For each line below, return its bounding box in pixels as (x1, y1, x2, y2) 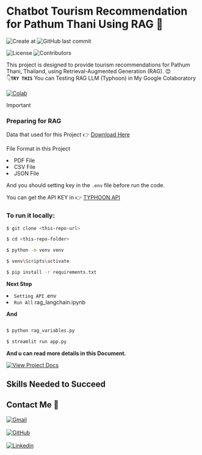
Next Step (6, 280, 32, 287)
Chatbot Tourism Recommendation (6, 4, 188, 18)
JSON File (14, 170, 40, 177)
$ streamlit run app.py (6, 339, 67, 345)
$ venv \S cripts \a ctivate (6, 258, 70, 265)
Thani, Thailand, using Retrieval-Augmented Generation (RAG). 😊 (6, 67, 171, 74)
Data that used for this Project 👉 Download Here (6, 131, 130, 138)
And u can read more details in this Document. (6, 349, 126, 357)
